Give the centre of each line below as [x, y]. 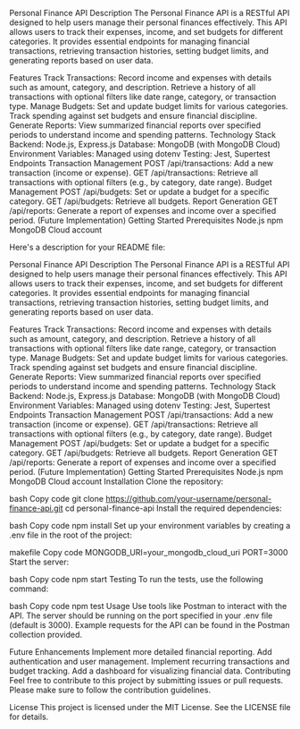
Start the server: [39, 562]
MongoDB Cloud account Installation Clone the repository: [117, 481]
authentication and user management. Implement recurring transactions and [150, 661]
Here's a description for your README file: [87, 247]
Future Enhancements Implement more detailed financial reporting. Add [141, 652]
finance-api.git [36, 508]
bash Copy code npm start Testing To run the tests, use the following [136, 579]
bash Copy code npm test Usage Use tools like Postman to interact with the [148, 606]
